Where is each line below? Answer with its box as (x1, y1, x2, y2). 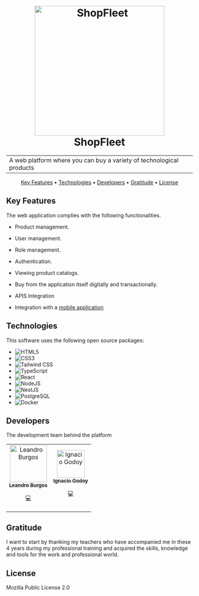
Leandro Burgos (9, 482, 48, 489)
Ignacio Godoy (53, 477, 89, 484)
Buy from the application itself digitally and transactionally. (14, 281, 158, 288)
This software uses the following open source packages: (6, 337, 145, 344)
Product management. (14, 223, 69, 230)
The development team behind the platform (6, 432, 113, 439)
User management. (14, 234, 62, 242)
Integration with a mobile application (14, 303, 104, 310)
